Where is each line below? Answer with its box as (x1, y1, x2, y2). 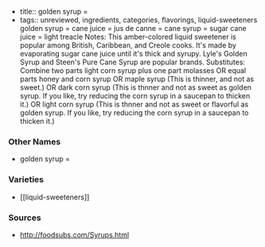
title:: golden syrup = (19, 7, 88, 16)
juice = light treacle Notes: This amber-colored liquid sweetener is (19, 32, 236, 41)
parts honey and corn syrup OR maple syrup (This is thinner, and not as (19, 75, 255, 83)
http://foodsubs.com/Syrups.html (19, 230, 130, 239)
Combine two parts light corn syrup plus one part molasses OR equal (19, 66, 247, 75)
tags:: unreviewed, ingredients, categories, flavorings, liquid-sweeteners (19, 15, 258, 25)
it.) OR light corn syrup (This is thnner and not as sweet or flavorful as (19, 99, 249, 109)
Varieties (8, 174, 44, 185)
